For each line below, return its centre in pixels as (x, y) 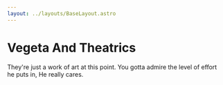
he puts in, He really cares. (45, 74)
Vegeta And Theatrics (72, 47)
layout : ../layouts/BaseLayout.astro (62, 13)
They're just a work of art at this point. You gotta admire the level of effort (112, 67)
